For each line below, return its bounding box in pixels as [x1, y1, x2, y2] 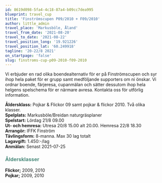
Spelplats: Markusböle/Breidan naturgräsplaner [5, 112, 102, 118]
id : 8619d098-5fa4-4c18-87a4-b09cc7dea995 [5, 7, 94, 12]
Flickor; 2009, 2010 [5, 167, 45, 173]
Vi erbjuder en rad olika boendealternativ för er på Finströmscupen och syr [5, 71, 157, 77]
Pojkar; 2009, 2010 [5, 172, 44, 178]
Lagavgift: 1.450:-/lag [5, 139, 50, 145]
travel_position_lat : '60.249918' [5, 44, 76, 49]
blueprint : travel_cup [5, 12, 52, 17]
